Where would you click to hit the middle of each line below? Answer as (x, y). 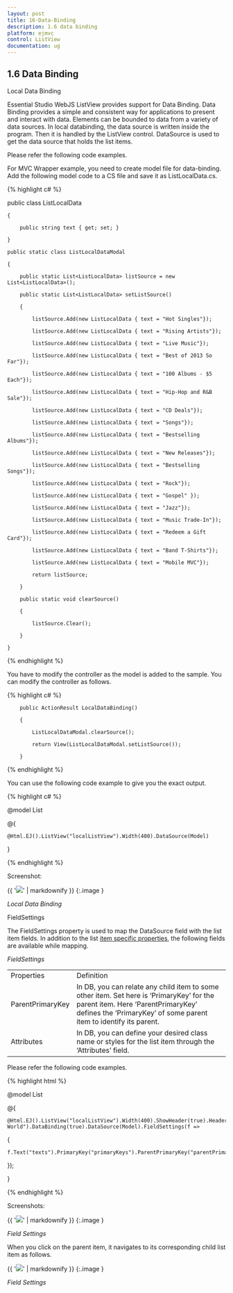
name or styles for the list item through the (145, 1041)
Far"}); (18, 362)
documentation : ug (34, 46)
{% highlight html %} (37, 1081)
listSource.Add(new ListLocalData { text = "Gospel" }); (116, 495)
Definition (92, 975)
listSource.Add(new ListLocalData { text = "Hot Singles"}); (122, 319)
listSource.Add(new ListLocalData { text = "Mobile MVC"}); (121, 562)
